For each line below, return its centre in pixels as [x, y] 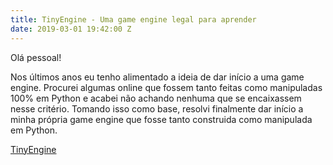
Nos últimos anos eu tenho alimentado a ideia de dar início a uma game [157, 77]
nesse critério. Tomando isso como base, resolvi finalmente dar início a [157, 108]
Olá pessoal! [36, 57]
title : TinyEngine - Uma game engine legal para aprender [133, 19]
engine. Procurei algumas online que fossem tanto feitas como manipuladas [166, 87]
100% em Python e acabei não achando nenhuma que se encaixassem [156, 98]
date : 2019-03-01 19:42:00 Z [71, 29]
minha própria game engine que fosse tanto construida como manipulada [161, 119]
